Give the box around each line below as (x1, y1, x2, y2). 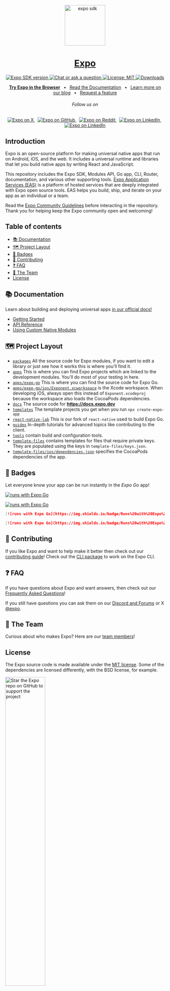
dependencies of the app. (12, 454, 67, 460)
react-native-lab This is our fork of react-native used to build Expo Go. (12, 416, 164, 423)
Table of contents (5, 222, 62, 231)
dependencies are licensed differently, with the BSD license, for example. (5, 667, 158, 673)
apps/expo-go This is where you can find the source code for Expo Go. (12, 379, 159, 386)
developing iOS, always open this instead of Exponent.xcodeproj (12, 390, 146, 396)
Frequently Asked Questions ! (5, 590, 66, 596)
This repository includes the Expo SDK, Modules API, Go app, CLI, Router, (5, 171, 159, 177)
